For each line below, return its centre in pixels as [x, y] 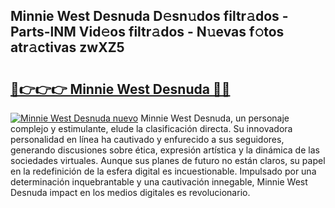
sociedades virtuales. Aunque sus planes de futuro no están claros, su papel [168, 160]
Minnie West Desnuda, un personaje [215, 118]
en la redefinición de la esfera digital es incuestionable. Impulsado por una [163, 171]
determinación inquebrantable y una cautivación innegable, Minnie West [159, 182]
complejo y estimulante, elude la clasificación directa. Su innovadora [151, 128]
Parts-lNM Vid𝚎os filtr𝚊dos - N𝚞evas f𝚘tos [147, 32]
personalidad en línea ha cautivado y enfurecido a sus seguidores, [147, 139]
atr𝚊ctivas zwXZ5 [67, 47]
